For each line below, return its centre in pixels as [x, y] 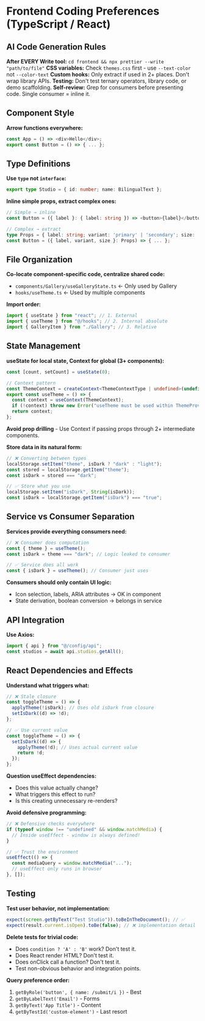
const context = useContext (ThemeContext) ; [68, 400]
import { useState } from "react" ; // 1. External [72, 316]
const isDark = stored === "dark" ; [52, 475]
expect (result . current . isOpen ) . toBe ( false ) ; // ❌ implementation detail [101, 925]
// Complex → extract [34, 229]
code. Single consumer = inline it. [48, 94]
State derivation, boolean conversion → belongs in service [88, 601]
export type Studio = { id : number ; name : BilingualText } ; [85, 190]
